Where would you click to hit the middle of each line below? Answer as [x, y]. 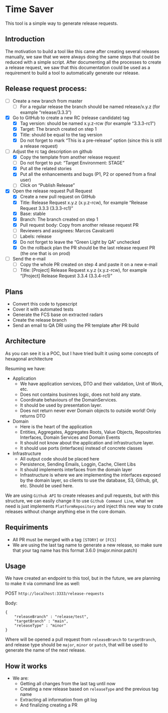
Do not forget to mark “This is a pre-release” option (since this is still [91, 140]
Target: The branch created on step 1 [58, 129]
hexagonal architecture [29, 359]
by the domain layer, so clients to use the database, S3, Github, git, [89, 480]
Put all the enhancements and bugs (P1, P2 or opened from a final [88, 174]
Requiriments [27, 527]
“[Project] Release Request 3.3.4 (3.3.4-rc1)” [66, 276]
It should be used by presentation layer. [61, 405]
